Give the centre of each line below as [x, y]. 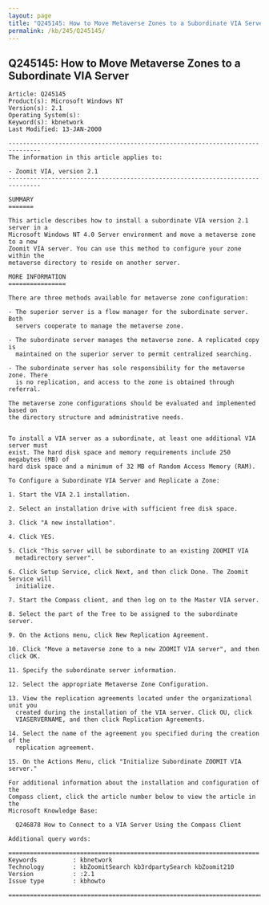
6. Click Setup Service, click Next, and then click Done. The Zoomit [128, 572]
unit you [23, 706]
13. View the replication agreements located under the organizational [130, 699]
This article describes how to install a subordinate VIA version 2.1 [128, 221]
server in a [28, 228]
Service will [30, 579]
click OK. [25, 656]
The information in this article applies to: [85, 157]
